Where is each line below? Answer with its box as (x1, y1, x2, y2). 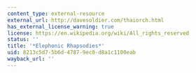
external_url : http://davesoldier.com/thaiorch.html (7, 17, 164, 24)
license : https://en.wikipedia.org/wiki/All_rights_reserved (7, 29, 190, 37)
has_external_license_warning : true (7, 23, 114, 30)
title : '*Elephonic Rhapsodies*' (7, 42, 105, 49)
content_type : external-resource (7, 10, 105, 17)
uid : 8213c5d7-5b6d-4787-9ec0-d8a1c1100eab (7, 49, 136, 56)
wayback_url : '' (7, 56, 55, 63)
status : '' (7, 36, 39, 43)
